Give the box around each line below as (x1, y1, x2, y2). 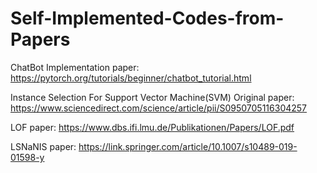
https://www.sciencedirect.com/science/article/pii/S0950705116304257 (10, 102, 308, 114)
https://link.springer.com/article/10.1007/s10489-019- (78, 140, 298, 152)
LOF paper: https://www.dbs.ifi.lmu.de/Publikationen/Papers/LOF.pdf (10, 121, 295, 133)
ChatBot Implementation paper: (10, 61, 140, 73)
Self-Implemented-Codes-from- (10, 7, 285, 30)
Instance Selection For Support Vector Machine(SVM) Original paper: (10, 91, 295, 103)
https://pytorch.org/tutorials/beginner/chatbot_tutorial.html (10, 72, 252, 84)
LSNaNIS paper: (10, 140, 77, 152)
